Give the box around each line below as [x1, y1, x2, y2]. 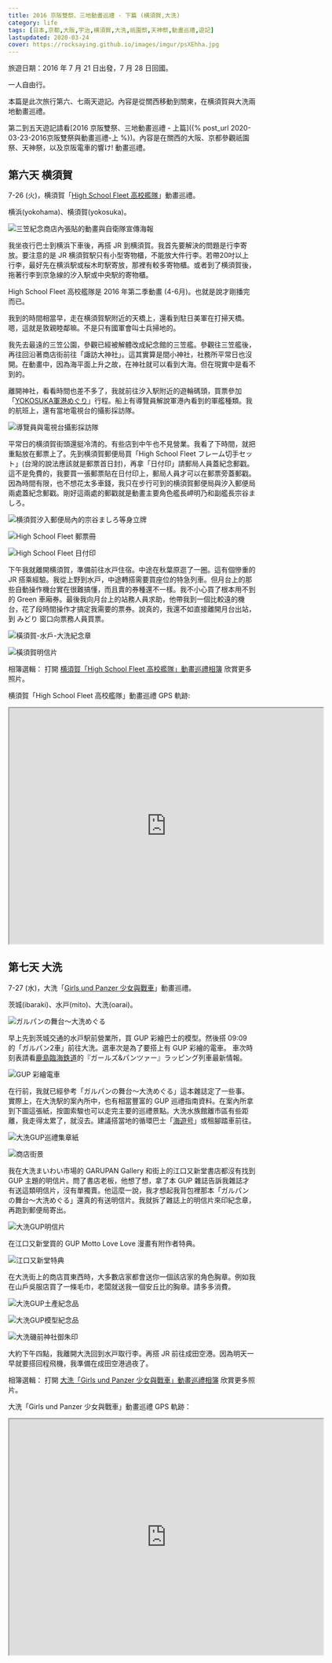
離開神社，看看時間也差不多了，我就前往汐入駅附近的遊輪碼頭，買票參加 [8, 386, 242, 396]
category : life [8, 19, 58, 27]
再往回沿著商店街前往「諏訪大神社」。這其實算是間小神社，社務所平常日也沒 [8, 349, 253, 359]
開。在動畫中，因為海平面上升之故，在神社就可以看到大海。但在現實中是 [8, 359, 242, 369]
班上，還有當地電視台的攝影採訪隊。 [21, 406, 139, 415]
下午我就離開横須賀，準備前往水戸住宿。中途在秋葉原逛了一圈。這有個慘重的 [8, 565, 256, 574]
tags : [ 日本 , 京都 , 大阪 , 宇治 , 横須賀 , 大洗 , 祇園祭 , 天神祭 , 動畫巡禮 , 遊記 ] [8, 26, 214, 34]
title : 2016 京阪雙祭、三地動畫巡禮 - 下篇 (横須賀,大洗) [8, 11, 181, 20]
